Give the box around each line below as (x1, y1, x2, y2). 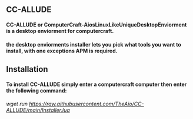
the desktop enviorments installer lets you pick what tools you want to (6, 41, 181, 48)
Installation (6, 64, 48, 74)
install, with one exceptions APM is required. (6, 47, 118, 54)
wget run (6, 100, 28, 108)
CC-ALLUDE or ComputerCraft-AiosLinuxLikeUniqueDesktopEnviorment (6, 21, 187, 28)
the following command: (6, 87, 67, 94)
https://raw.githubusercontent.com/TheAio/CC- (29, 100, 144, 108)
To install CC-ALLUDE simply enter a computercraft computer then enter (6, 81, 187, 88)
